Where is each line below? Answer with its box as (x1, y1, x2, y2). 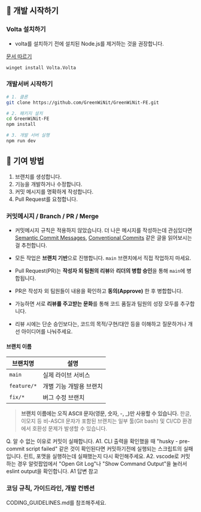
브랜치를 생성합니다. (14, 173, 62, 180)
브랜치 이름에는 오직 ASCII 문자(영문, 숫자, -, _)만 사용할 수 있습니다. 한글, (20, 410, 191, 417)
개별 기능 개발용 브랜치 (42, 383, 103, 391)
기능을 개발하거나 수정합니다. (14, 180, 83, 188)
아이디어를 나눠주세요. (21, 328, 73, 335)
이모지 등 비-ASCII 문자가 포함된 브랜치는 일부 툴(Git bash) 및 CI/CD (20, 417, 181, 424)
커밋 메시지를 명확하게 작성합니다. (14, 188, 94, 195)
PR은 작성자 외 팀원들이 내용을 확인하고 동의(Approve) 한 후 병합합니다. (14, 287, 184, 295)
